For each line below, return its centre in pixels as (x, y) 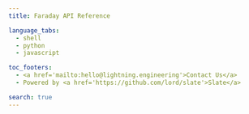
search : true (30, 97)
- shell (29, 38)
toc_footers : (30, 68)
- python (30, 45)
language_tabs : (34, 30)
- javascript (38, 53)
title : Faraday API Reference (60, 16)
